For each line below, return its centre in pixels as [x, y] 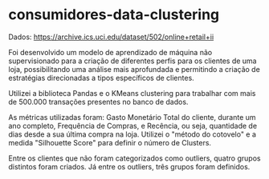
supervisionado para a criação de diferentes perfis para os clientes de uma [132, 61]
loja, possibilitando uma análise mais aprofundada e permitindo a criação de [134, 69]
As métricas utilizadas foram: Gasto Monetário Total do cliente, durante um [132, 117]
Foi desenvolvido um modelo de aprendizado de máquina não [110, 52]
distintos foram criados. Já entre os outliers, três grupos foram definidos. [129, 166]
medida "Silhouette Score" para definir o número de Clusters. [110, 142]
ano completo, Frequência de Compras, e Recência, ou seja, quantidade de [133, 125]
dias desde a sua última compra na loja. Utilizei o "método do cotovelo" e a [132, 134]
